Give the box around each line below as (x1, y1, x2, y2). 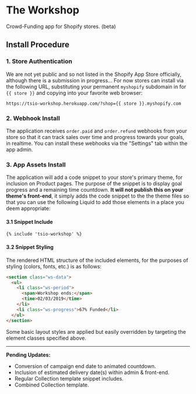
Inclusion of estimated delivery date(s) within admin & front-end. (14, 369, 170, 376)
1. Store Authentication (6, 57, 73, 65)
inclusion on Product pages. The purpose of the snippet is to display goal (6, 180, 182, 187)
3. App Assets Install (6, 160, 66, 168)
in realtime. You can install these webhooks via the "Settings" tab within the (6, 140, 188, 147)
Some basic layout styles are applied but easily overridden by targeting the (6, 328, 186, 335)
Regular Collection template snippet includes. (14, 375, 124, 382)
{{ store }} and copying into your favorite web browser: (6, 89, 143, 96)
